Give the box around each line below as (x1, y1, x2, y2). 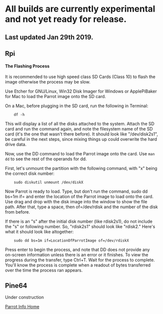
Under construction (5, 294, 44, 300)
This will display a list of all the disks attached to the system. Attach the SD (5, 121, 155, 127)
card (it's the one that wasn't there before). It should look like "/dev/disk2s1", (5, 131, 158, 137)
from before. (5, 209, 30, 215)
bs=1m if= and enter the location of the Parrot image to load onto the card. (5, 194, 154, 199)
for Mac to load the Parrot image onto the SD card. (5, 94, 106, 99)
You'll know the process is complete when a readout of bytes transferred (5, 262, 151, 268)
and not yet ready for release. (5, 14, 127, 25)
